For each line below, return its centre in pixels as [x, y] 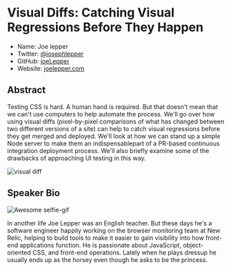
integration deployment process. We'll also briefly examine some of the [108, 150]
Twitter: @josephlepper [50, 54]
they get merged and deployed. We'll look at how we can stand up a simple [114, 136]
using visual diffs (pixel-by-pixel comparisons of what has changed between [116, 121]
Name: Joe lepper [43, 46]
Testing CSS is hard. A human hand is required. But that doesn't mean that [113, 107]
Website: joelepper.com [51, 68]
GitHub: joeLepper [43, 61]
